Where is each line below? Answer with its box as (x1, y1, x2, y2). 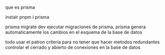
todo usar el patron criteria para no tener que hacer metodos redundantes (5, 39, 160, 45)
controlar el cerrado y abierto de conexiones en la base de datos (5, 44, 141, 50)
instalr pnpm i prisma (5, 14, 49, 20)
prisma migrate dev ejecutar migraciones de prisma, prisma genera (5, 24, 146, 30)
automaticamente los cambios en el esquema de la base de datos (5, 29, 143, 35)
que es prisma (5, 5, 36, 10)
